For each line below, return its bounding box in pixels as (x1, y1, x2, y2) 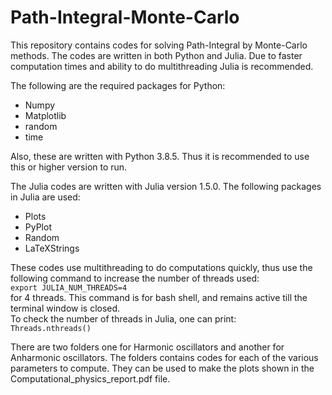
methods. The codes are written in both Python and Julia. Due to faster (10, 49, 303, 61)
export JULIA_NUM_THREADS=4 (10, 282, 128, 293)
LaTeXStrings (24, 242, 80, 254)
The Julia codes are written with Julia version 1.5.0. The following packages (10, 180, 322, 192)
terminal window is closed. (10, 302, 121, 314)
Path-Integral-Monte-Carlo (10, 6, 240, 29)
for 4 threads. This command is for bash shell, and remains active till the (10, 291, 308, 303)
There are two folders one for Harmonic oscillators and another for (10, 341, 285, 353)
